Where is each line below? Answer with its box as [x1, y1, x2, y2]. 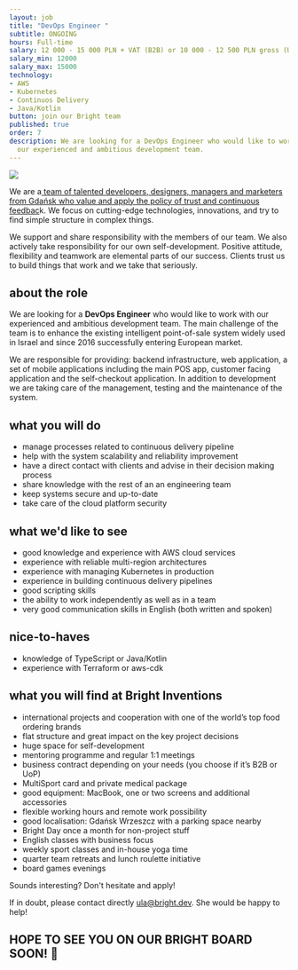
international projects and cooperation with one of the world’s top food [21, 712, 281, 722]
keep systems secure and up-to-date [21, 489, 159, 500]
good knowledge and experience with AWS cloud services [21, 548, 236, 558]
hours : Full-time [9, 37, 74, 47]
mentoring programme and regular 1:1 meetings [21, 749, 195, 760]
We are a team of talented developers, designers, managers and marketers [9, 185, 283, 196]
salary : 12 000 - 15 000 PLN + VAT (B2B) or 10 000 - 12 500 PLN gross [9, 46, 279, 55]
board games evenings [21, 863, 106, 873]
